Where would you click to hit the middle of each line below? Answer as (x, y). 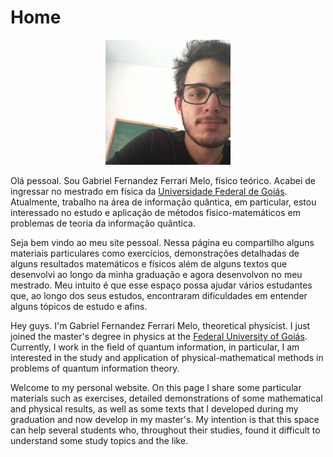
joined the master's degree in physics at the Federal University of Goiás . (159, 336)
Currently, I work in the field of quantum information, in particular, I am (155, 347)
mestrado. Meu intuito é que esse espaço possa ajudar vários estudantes (161, 285)
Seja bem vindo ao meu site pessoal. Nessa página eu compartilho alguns (162, 242)
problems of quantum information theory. (95, 368)
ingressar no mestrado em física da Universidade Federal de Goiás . (149, 191)
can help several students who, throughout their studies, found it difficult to (165, 430)
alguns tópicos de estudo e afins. (79, 306)
